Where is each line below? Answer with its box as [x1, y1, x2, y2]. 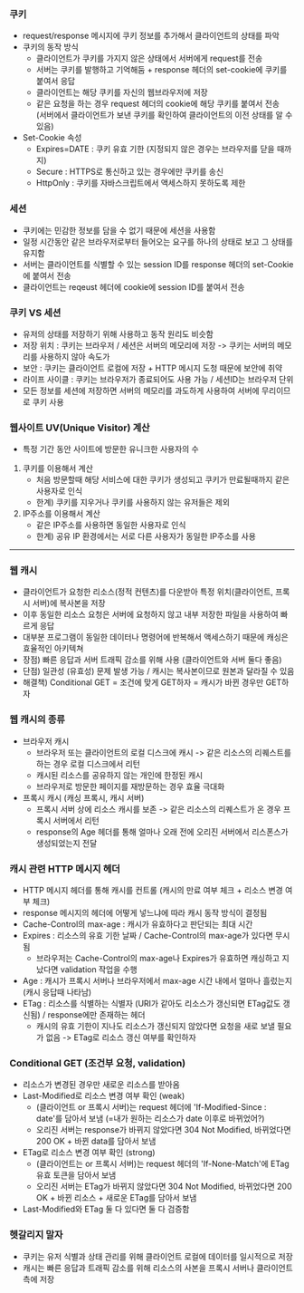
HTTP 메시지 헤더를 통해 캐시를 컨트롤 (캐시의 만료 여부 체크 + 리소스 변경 [22, 885, 283, 896]
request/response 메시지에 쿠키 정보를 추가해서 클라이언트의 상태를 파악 [22, 30, 280, 42]
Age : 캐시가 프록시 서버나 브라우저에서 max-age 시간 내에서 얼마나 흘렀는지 [22, 976, 292, 987]
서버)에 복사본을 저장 [32, 598, 106, 609]
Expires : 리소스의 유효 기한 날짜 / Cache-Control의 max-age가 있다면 [22, 931, 273, 941]
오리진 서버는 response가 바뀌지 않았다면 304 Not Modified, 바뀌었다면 [35, 1124, 291, 1135]
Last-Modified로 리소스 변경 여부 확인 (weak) [22, 1090, 185, 1102]
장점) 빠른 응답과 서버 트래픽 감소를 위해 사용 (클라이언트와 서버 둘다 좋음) [22, 654, 282, 665]
